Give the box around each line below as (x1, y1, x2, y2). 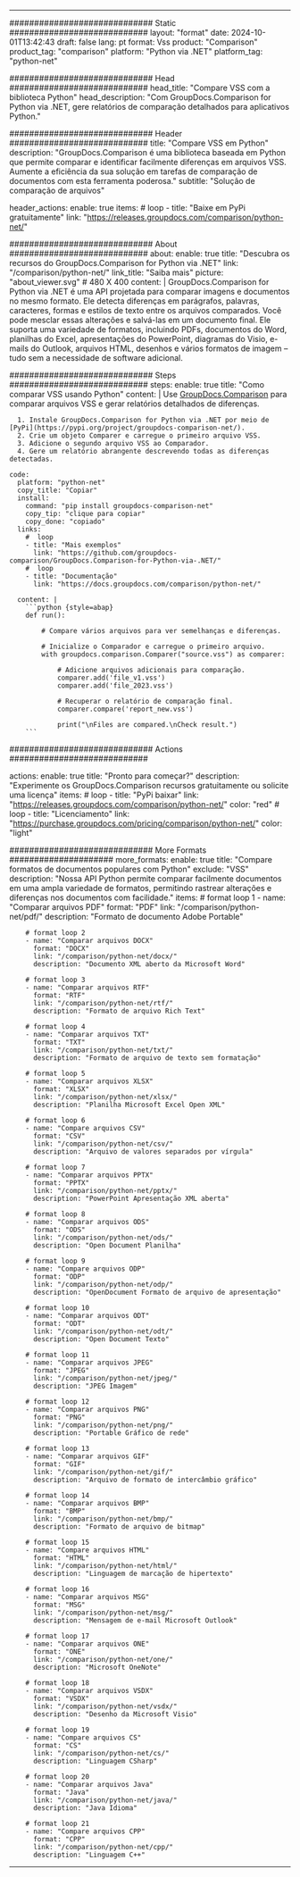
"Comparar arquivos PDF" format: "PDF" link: (9, 902, 176, 912)
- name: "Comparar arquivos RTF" (25, 983, 150, 992)
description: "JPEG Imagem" (32, 1381, 138, 1390)
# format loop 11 (25, 1350, 90, 1359)
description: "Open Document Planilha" (32, 1241, 181, 1250)
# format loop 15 (25, 1538, 90, 1547)
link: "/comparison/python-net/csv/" (32, 1139, 174, 1148)
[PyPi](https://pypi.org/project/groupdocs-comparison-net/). (9, 423, 246, 432)
